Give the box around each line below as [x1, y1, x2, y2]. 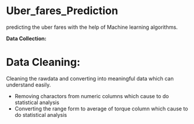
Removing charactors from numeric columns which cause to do [14, 92, 169, 99]
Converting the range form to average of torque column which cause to [14, 105, 189, 112]
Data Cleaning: [6, 56, 81, 69]
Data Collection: [6, 35, 47, 42]
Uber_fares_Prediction [6, 4, 119, 18]
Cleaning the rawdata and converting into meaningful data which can [6, 75, 174, 82]
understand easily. [6, 81, 51, 88]
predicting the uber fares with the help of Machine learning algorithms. [6, 24, 178, 31]
